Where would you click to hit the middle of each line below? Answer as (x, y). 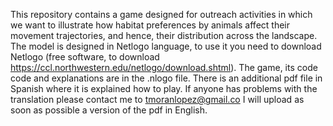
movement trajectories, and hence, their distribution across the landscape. (164, 35)
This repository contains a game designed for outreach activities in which (161, 14)
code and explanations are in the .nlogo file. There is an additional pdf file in (166, 78)
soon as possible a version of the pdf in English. (109, 110)
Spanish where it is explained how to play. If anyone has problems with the (164, 88)
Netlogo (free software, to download (85, 57)
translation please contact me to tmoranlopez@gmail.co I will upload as (157, 99)
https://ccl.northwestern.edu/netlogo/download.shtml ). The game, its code (164, 67)
